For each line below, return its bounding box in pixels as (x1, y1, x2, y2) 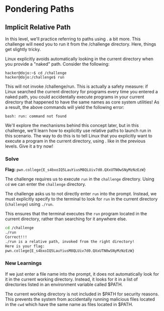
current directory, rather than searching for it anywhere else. (5, 216, 127, 222)
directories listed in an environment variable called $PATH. (5, 281, 123, 287)
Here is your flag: (5, 244, 45, 249)
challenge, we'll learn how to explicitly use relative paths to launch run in (5, 128, 151, 133)
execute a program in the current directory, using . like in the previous (5, 138, 146, 144)
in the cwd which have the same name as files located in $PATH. (5, 301, 133, 307)
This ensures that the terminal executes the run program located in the (5, 211, 147, 217)
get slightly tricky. (5, 47, 41, 52)
